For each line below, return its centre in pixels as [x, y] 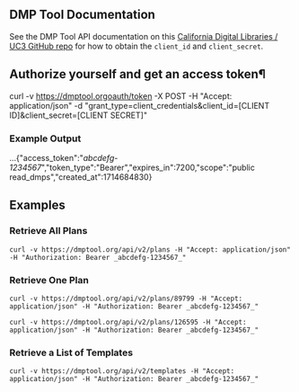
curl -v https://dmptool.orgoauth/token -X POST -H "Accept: [121, 96]
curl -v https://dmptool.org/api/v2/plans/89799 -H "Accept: [126, 298]
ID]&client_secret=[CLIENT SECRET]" [79, 115]
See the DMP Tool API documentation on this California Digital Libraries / [144, 36]
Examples [37, 205]
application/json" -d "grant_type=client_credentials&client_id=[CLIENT [140, 105]
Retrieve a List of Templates [71, 352]
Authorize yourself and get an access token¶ [138, 74]
